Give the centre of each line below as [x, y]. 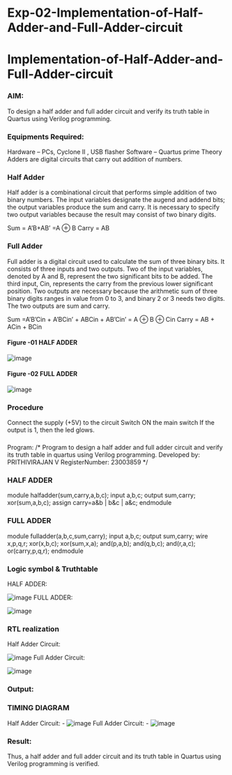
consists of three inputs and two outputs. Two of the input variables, [105, 269]
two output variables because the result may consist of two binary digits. [112, 214]
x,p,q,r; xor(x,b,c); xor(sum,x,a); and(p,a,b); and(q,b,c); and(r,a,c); [101, 543]
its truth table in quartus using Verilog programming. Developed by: [104, 455]
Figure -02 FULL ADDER [42, 374]
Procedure [25, 407]
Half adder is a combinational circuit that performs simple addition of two [112, 192]
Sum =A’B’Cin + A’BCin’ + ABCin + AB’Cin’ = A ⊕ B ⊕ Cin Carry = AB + [111, 319]
